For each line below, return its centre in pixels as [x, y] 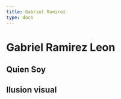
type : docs [20, 18]
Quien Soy [26, 70]
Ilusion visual [32, 90]
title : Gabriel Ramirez [36, 12]
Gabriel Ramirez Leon [61, 47]
